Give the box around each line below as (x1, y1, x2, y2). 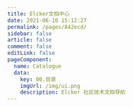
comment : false (7, 43, 52, 50)
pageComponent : (7, 56, 52, 63)
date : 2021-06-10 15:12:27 (7, 17, 87, 24)
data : (13, 69, 30, 76)
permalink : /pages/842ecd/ (7, 23, 87, 30)
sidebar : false (7, 30, 52, 37)
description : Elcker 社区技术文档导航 (20, 89, 126, 96)
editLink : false (7, 50, 55, 57)
